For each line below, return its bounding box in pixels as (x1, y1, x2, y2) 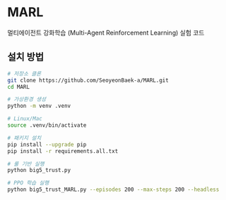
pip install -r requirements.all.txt (7, 147, 119, 155)
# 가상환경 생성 (7, 96, 47, 103)
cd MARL (7, 83, 30, 90)
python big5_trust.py (7, 167, 71, 174)
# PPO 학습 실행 (7, 180, 49, 187)
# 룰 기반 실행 (7, 160, 44, 168)
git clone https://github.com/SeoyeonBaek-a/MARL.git (7, 77, 169, 84)
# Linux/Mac (7, 115, 42, 123)
